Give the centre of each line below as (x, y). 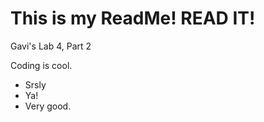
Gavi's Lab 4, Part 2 (51, 46)
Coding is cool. (41, 65)
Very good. (48, 106)
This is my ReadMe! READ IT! (133, 18)
